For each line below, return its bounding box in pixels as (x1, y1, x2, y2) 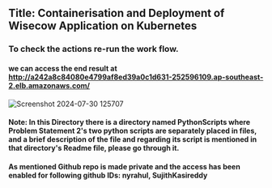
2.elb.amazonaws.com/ (8, 80, 91, 90)
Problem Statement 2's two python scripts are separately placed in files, (8, 126, 257, 136)
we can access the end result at (8, 63, 117, 73)
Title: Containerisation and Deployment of (8, 6, 225, 20)
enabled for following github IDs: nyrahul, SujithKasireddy (8, 170, 208, 180)
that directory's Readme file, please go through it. (8, 143, 180, 153)
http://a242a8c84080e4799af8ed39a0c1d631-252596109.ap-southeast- (8, 72, 264, 82)
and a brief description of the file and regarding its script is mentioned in (8, 135, 257, 144)
